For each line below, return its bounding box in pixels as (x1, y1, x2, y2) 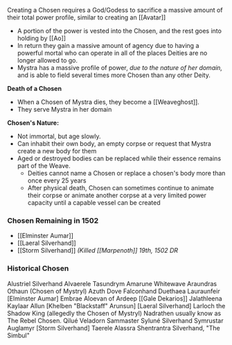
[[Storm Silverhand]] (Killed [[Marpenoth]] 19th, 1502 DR (17, 246, 179, 255)
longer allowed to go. (17, 56, 78, 65)
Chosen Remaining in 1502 (7, 215, 99, 225)
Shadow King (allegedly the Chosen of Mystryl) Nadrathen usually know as (7, 309, 222, 317)
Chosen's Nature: (7, 119, 60, 127)
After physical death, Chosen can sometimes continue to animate (27, 184, 215, 192)
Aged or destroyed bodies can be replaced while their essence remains (17, 154, 222, 162)
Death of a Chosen (7, 85, 62, 92)
